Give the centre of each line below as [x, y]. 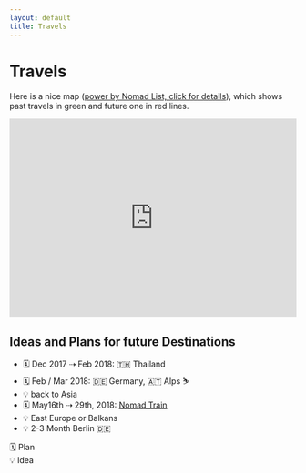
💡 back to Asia [50, 394]
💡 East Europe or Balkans [70, 418]
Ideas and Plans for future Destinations [122, 342]
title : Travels [38, 26]
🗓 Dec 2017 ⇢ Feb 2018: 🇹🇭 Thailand [94, 364]
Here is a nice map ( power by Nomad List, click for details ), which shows [146, 96]
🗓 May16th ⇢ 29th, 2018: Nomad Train [95, 405]
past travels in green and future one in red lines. [99, 106]
